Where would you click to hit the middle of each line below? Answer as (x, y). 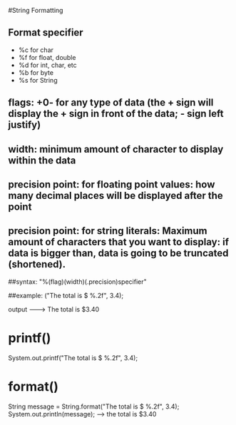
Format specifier (46, 32)
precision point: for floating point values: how (112, 184)
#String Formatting (36, 10)
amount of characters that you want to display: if (119, 242)
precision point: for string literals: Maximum (108, 231)
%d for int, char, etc (47, 65)
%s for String (38, 80)
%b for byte (36, 72)
